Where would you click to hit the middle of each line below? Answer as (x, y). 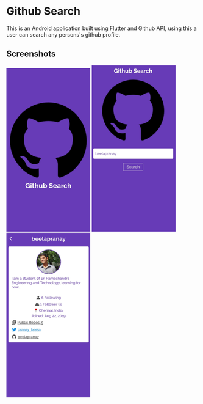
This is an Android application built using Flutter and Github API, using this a (101, 28)
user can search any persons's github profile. (63, 34)
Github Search (44, 11)
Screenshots (31, 54)
